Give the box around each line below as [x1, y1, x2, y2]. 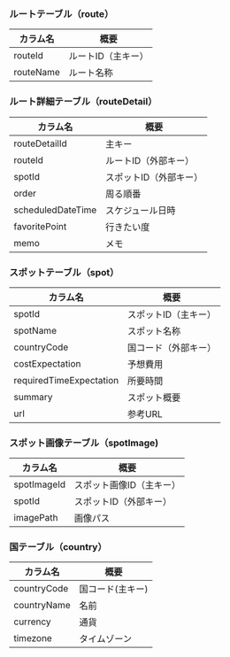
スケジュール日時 [104, 204, 176, 216]
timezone [13, 632, 53, 645]
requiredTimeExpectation [13, 374, 119, 386]
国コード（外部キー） [126, 341, 217, 353]
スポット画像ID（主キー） [73, 479, 181, 491]
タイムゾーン [79, 633, 133, 645]
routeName [13, 66, 60, 79]
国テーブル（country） [9, 541, 108, 553]
